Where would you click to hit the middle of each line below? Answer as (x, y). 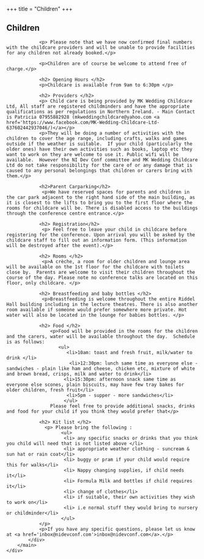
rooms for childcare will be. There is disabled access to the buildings (102, 208)
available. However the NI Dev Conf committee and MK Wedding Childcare (102, 160)
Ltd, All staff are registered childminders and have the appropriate (98, 106)
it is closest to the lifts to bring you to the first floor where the (99, 202)
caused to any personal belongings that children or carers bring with (99, 171)
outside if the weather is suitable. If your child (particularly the (99, 144)
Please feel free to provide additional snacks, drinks (122, 406)
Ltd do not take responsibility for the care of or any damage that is (99, 165)
